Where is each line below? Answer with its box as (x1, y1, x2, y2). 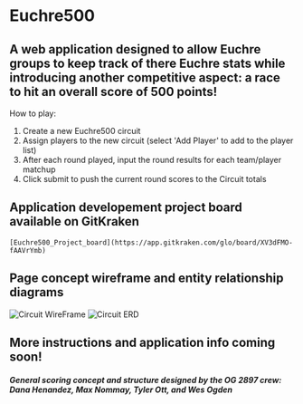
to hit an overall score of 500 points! (9, 83, 218, 100)
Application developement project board (9, 200, 242, 216)
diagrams (9, 284, 64, 300)
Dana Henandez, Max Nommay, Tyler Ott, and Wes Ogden (9, 384, 233, 395)
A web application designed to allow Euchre (9, 42, 261, 57)
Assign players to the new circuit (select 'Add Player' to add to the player (22, 135, 294, 146)
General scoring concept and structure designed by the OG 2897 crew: (9, 374, 282, 385)
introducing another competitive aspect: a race (9, 70, 280, 85)
